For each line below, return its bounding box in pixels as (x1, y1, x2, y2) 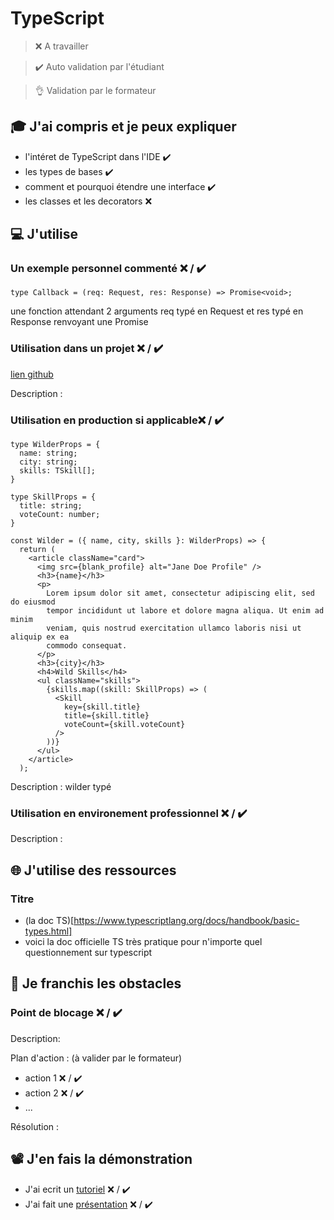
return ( (19, 545, 56, 555)
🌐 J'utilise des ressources (10, 862, 177, 879)
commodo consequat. (46, 641, 128, 651)
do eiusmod (10, 597, 56, 607)
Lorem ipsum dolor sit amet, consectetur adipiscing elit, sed (46, 588, 315, 599)
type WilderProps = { (10, 440, 101, 450)
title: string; (19, 501, 83, 511)
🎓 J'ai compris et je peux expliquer (10, 118, 237, 136)
